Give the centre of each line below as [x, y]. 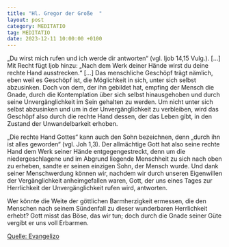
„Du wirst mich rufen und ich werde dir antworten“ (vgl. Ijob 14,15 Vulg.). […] [114, 58]
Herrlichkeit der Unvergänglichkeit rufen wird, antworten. [87, 188]
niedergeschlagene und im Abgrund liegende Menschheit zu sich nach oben [114, 159]
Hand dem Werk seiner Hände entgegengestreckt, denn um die [96, 152]
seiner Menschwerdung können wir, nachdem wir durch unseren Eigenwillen [115, 173]
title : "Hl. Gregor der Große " [55, 13]
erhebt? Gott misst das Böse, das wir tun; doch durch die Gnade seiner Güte [114, 216]
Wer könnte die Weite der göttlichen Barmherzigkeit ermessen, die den [107, 201]
